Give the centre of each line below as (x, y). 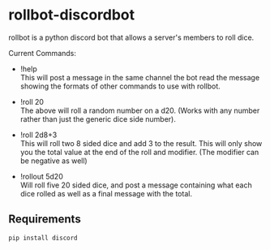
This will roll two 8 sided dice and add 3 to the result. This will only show (141, 143)
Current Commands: (43, 53)
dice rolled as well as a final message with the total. (106, 193)
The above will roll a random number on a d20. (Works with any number (140, 110)
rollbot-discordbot (72, 15)
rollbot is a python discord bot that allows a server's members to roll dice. (131, 37)
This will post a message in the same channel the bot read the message (140, 77)
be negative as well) (54, 161)
